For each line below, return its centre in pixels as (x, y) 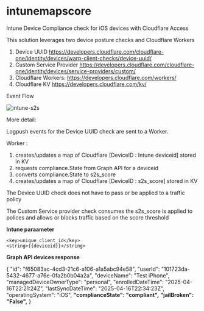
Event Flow (20, 96)
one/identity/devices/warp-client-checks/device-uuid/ (83, 58)
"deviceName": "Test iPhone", (132, 275)
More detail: (21, 120)
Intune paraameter (30, 229)
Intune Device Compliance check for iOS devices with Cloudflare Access (97, 28)
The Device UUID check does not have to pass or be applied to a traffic (96, 193)
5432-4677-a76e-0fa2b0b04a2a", (50, 275)
